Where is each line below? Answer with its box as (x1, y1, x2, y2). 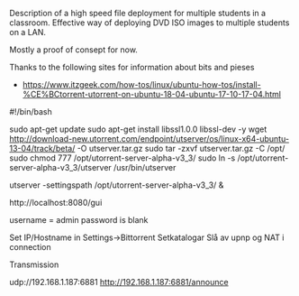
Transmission (9, 259, 59, 270)
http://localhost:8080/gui (9, 198, 103, 208)
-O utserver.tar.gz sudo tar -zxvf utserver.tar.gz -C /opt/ (77, 143, 285, 153)
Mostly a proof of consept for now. (9, 44, 138, 55)
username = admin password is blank (9, 215, 149, 225)
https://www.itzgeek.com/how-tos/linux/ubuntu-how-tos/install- (22, 79, 261, 89)
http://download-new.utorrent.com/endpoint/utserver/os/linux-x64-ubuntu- (9, 134, 290, 143)
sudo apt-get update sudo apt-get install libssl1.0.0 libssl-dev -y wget (9, 124, 267, 134)
